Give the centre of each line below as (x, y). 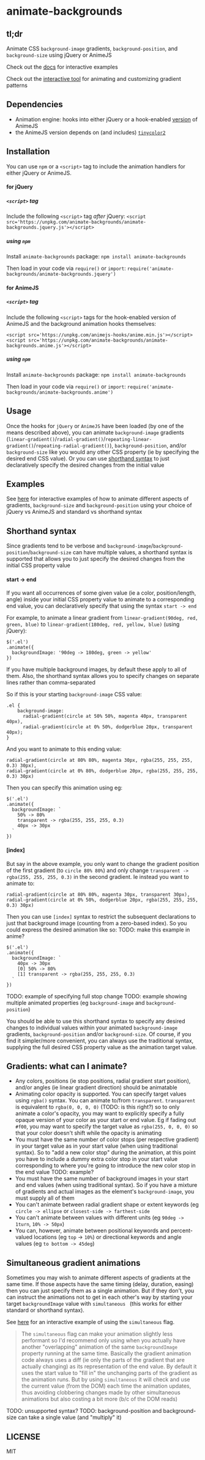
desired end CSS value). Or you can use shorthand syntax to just (88, 458)
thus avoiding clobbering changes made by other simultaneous (101, 1393)
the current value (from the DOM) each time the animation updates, (106, 1386)
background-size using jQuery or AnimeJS (59, 55)
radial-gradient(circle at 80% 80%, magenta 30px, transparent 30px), (98, 894)
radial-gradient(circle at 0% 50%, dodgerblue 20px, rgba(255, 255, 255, (102, 900)
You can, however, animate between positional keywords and (92, 1231)
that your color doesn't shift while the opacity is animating (88, 1133)
